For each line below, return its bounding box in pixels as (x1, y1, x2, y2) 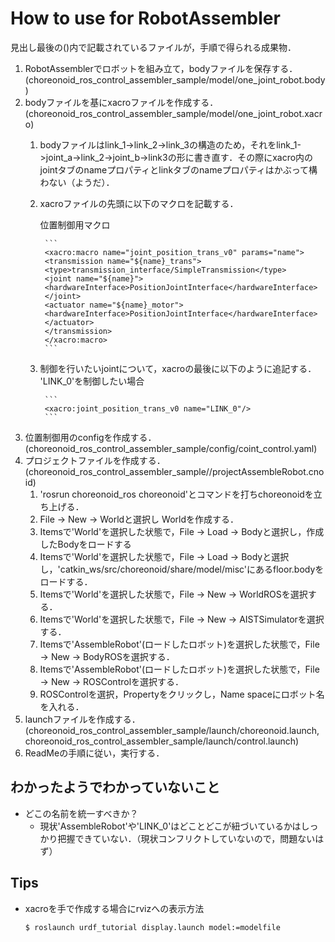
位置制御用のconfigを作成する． (24, 431, 157, 443)
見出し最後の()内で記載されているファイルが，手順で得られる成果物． (10, 41, 297, 53)
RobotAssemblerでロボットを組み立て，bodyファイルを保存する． (24, 62, 298, 74)
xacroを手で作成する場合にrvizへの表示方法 (24, 902, 205, 914)
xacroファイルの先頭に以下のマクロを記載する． (39, 197, 239, 209)
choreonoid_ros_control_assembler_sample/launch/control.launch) (24, 735, 300, 747)
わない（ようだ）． (39, 176, 115, 188)
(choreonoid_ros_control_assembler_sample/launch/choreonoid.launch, (24, 724, 320, 736)
